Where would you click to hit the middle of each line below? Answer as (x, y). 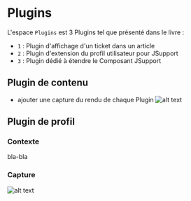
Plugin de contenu (48, 83)
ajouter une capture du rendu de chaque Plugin (85, 99)
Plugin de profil (41, 122)
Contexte (23, 141)
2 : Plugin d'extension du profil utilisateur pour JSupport (98, 53)
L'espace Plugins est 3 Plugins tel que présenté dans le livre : (96, 32)
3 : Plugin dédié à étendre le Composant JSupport (89, 60)
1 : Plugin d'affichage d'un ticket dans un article (86, 46)
